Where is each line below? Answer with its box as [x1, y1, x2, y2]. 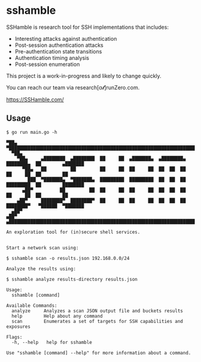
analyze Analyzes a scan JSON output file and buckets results [11, 307, 184, 314]
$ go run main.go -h [6, 129, 58, 135]
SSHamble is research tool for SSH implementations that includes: [6, 23, 169, 31]
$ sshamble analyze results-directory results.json [6, 276, 138, 282]
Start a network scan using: [6, 244, 79, 251]
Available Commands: [6, 303, 58, 309]
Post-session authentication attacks [14, 41, 103, 49]
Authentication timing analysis [14, 54, 90, 61]
